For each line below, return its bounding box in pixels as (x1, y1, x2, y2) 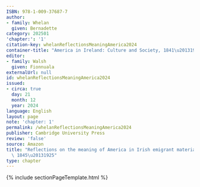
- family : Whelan (6, 20, 49, 26)
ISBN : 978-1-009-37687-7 (6, 8, 68, 15)
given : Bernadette (11, 25, 58, 31)
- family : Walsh (6, 58, 46, 64)
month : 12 (11, 97, 36, 103)
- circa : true (6, 86, 42, 92)
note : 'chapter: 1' (6, 119, 55, 125)
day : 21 (11, 91, 31, 97)
